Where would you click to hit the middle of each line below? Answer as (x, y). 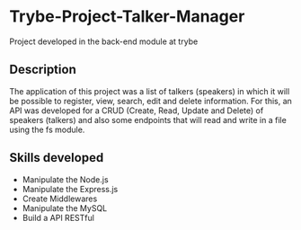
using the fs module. (47, 129)
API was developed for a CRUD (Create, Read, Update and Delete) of (137, 111)
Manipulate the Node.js (66, 179)
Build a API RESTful (58, 217)
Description (43, 70)
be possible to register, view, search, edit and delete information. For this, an (150, 101)
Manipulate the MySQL (65, 208)
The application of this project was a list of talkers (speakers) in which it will (150, 91)
